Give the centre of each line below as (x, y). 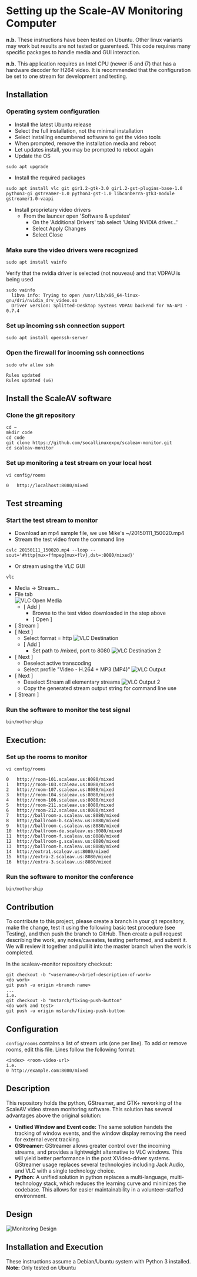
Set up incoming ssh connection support (66, 326)
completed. (20, 953)
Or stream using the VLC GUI (50, 566)
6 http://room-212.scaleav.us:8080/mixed (60, 810)
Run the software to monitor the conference (70, 877)
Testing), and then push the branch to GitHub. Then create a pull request (94, 934)
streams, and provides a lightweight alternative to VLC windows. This (98, 1152)
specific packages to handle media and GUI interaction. (73, 52)
